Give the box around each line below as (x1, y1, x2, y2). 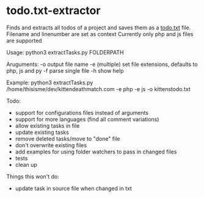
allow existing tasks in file (15, 122, 80, 129)
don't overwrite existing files (15, 141, 87, 148)
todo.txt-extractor (6, 4, 101, 18)
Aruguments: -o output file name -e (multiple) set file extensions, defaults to (6, 61, 198, 68)
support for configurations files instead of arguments (15, 109, 149, 116)
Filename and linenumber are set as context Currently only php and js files (6, 30, 194, 37)
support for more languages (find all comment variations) (15, 116, 159, 123)
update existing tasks (15, 128, 69, 136)
